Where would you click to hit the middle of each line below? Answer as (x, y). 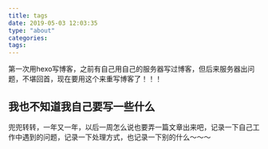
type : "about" (32, 30)
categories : (28, 38)
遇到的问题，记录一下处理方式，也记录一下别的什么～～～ (116, 137)
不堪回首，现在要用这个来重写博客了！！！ (92, 79)
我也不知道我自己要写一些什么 (82, 106)
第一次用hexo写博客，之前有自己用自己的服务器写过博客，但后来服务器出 (128, 69)
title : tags (28, 16)
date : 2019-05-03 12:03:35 (53, 23)
